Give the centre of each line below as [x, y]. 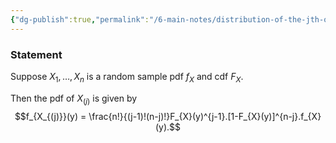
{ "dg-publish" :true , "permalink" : [80, 19]
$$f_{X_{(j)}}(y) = [50, 116]
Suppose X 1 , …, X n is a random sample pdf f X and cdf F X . [127, 77]
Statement [36, 54]
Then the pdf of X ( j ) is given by [74, 99]
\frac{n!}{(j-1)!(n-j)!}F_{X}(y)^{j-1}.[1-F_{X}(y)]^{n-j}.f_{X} [205, 116]
